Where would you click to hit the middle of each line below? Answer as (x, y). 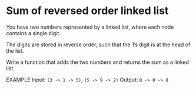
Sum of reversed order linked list (87, 11)
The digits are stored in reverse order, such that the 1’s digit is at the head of (98, 44)
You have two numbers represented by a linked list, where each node (90, 27)
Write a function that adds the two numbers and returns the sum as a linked (98, 62)
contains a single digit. (33, 33)
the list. (15, 50)
